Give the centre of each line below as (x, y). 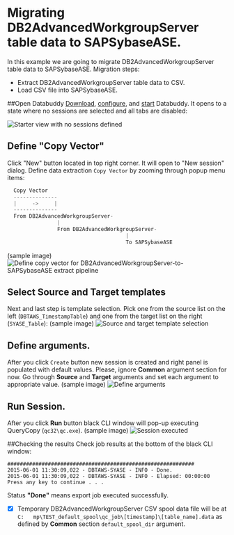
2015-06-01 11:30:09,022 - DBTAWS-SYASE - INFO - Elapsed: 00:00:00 (109, 477)
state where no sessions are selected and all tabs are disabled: (97, 111)
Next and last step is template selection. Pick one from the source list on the (116, 309)
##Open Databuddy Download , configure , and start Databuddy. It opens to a (117, 103)
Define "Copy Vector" (56, 146)
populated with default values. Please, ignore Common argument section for (117, 369)
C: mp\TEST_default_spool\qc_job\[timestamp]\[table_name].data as (120, 517)
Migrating (36, 13)
